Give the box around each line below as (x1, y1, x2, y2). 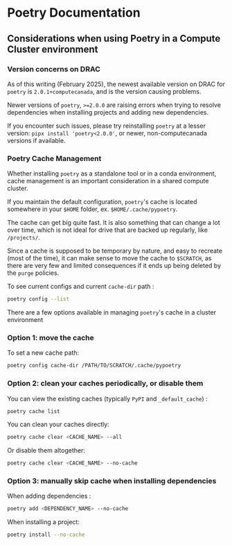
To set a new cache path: (7, 349, 80, 357)
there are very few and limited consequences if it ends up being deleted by (7, 262, 222, 270)
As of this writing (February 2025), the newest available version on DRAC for (7, 80, 225, 88)
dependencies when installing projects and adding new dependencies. (7, 108, 209, 116)
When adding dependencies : (7, 492, 91, 501)
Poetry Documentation (7, 5, 141, 21)
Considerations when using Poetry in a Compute (7, 33, 221, 44)
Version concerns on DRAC (7, 64, 100, 74)
